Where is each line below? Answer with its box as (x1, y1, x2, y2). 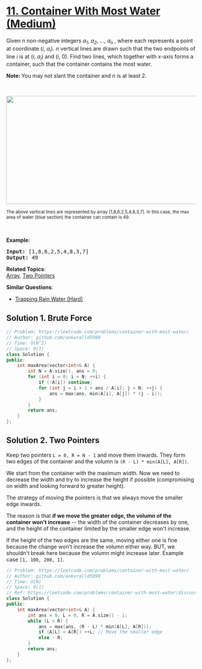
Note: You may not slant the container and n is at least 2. (6, 72, 147, 80)
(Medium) (6, 17, 57, 31)
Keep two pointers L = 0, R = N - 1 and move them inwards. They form (6, 451, 186, 458)
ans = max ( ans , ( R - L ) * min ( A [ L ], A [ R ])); (38, 623, 152, 630)
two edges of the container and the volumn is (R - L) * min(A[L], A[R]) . (6, 457, 189, 465)
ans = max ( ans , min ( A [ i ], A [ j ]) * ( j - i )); (49, 390, 163, 396)
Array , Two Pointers (6, 272, 55, 279)
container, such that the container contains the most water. (6, 60, 152, 68)
